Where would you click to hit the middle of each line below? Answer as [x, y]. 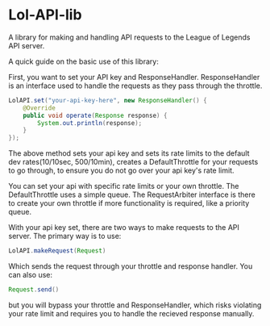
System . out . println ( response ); [90, 123]
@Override [39, 108]
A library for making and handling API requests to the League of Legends [129, 37]
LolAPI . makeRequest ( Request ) [57, 251]
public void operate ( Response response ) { [95, 115]
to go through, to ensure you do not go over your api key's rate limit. [122, 170]
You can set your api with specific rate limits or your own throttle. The [124, 186]
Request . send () [34, 290]
